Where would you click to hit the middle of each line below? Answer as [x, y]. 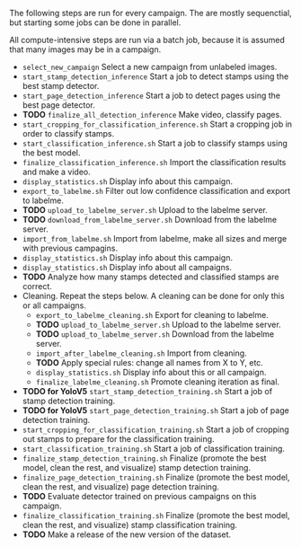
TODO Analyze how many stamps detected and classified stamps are [150, 277]
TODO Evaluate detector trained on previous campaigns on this [139, 496]
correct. [37, 286]
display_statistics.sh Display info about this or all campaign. [151, 372]
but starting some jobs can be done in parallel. [95, 22]
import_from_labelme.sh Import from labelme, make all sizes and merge [155, 238]
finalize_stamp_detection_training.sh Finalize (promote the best [144, 458]
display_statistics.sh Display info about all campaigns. [127, 267]
